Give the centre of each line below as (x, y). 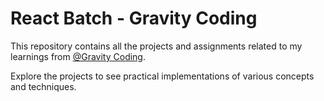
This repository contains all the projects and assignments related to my (156, 46)
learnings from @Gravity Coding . (78, 56)
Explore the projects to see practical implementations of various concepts (162, 76)
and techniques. (43, 86)
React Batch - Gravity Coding (134, 18)
